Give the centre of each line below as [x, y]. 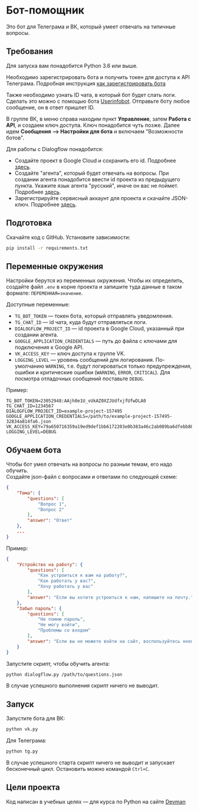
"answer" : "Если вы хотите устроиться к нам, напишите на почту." [110, 597]
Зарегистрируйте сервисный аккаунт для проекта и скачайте [92, 198]
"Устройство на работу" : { [50, 564]
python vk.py [22, 730]
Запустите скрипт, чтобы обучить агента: [58, 663]
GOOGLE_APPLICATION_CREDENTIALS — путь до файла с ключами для [96, 341]
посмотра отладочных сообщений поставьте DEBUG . [79, 379]
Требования [29, 52]
